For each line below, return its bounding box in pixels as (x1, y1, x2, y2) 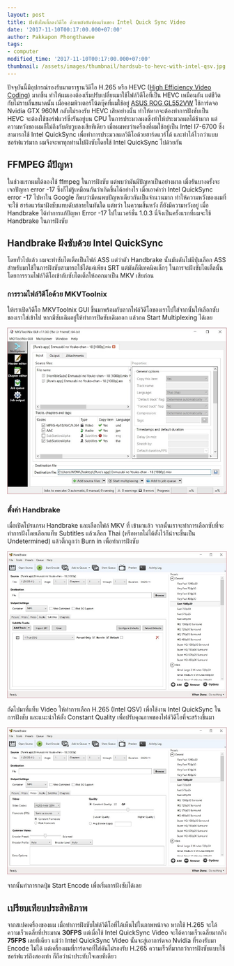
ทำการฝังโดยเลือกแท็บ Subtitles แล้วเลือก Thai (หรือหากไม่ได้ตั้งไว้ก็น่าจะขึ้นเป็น (7, 528, 196, 538)
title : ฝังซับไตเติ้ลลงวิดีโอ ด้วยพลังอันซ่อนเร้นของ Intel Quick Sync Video (7, 18, 186, 26)
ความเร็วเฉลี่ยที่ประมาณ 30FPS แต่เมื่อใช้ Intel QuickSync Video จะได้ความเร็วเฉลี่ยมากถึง (7, 928, 227, 937)
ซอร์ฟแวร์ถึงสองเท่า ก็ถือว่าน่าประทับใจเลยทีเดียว (7, 952, 117, 960)
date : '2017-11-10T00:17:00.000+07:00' (7, 26, 123, 33)
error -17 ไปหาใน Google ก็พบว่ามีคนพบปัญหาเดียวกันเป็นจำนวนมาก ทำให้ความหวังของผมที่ (7, 193, 226, 201)
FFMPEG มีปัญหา (7, 159, 73, 171)
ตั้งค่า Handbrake (7, 505, 61, 515)
